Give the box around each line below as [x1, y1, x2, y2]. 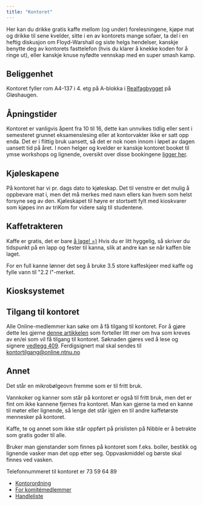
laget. [6, 250, 21, 258]
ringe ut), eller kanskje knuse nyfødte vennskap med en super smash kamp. [6, 51, 196, 58]
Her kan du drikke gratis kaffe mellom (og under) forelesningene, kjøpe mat [6, 25, 195, 33]
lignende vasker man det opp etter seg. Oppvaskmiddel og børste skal [6, 449, 182, 457]
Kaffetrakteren [6, 221, 64, 232]
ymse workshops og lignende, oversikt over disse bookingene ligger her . [6, 151, 188, 158]
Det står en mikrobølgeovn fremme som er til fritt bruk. [6, 382, 142, 389]
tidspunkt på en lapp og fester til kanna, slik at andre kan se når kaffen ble [6, 244, 191, 251]
